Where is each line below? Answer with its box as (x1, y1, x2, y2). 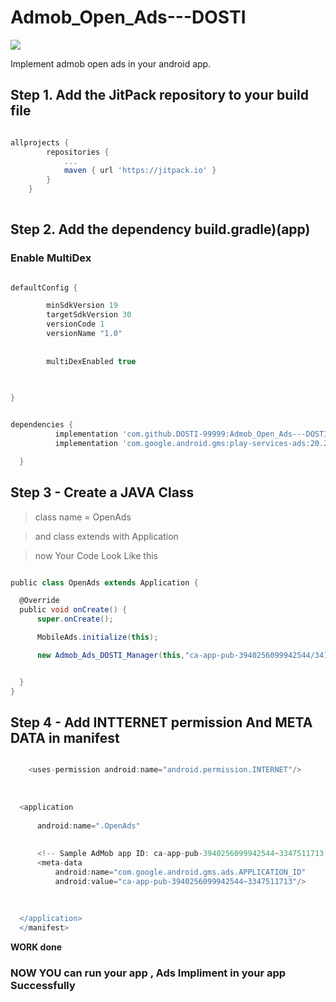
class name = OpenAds (34, 511, 132, 523)
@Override (19, 596, 60, 606)
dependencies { (10, 420, 74, 430)
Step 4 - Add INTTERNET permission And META (10, 714, 313, 731)
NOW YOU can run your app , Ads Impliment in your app (10, 966, 287, 980)
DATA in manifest (10, 729, 120, 746)
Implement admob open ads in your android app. (10, 57, 212, 70)
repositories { (46, 147, 110, 157)
